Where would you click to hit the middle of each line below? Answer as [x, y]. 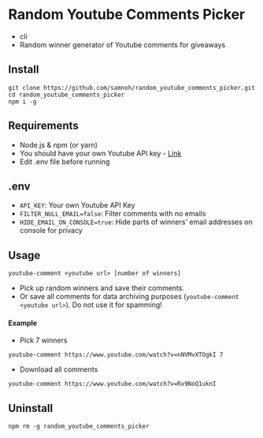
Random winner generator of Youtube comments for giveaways [122, 44]
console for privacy [51, 230]
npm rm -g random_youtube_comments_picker [79, 427]
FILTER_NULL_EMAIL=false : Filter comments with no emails [113, 214]
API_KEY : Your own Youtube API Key [77, 205]
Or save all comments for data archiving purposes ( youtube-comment [129, 297]
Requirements [43, 126]
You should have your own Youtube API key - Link [100, 153]
